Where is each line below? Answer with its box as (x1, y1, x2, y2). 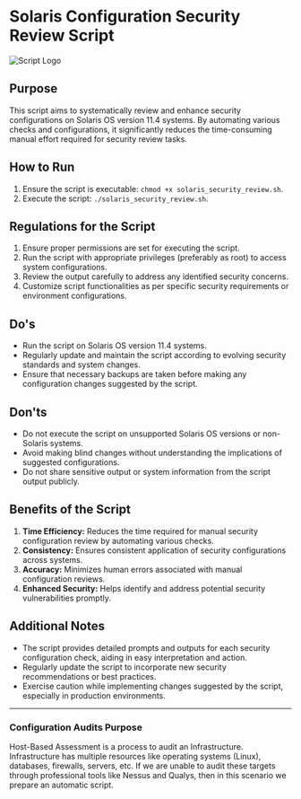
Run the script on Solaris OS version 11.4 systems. (21, 340, 208, 351)
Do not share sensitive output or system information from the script (21, 467, 271, 477)
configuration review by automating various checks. (21, 535, 215, 546)
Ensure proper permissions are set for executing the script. (21, 242, 240, 253)
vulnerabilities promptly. (21, 593, 112, 603)
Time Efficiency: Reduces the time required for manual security (21, 525, 258, 536)
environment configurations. (21, 290, 127, 302)
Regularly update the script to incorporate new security (21, 662, 227, 672)
